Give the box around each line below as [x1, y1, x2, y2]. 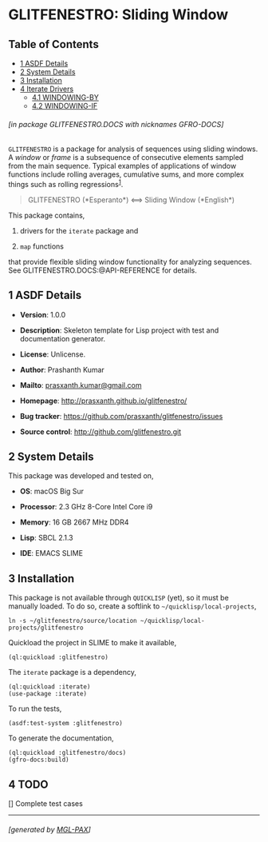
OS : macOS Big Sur [19, 486, 85, 497]
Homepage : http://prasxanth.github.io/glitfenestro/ [19, 396, 187, 405]
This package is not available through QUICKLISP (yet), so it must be [8, 593, 229, 603]
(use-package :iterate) [8, 690, 88, 698]
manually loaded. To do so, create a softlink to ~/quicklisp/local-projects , [8, 601, 257, 611]
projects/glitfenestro [8, 624, 84, 632]
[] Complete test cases [8, 799, 84, 808]
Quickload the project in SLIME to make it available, [8, 638, 177, 648]
